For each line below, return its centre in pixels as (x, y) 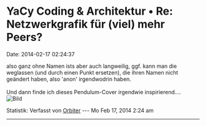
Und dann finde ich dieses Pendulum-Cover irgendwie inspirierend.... (94, 92)
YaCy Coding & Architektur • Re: (90, 11)
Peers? (25, 37)
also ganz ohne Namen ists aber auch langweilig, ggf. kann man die (92, 66)
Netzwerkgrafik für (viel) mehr (86, 24)
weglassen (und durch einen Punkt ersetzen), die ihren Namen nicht (92, 72)
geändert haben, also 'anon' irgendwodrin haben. (69, 79)
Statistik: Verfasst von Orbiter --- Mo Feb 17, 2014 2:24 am (80, 110)
